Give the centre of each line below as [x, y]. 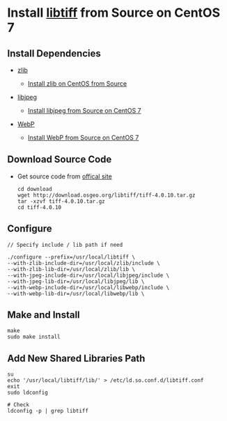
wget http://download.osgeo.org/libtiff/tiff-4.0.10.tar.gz [106, 195]
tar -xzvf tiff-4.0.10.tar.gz [61, 201]
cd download [34, 189]
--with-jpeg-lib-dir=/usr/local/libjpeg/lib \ [76, 281]
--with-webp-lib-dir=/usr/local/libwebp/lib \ [76, 293]
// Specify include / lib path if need [65, 245]
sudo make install [34, 337]
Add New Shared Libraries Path [76, 358]
